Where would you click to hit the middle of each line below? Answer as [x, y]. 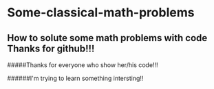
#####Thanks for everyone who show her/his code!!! [83, 65]
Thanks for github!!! [51, 48]
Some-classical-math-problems [101, 13]
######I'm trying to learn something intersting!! [75, 78]
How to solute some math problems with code [107, 38]
